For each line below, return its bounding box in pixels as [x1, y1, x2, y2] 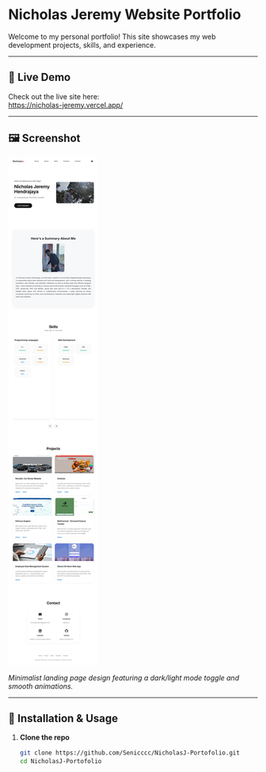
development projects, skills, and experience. [8, 40, 157, 49]
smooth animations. [8, 681, 74, 691]
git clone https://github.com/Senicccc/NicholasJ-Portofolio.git [19, 749, 240, 757]
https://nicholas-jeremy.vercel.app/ [8, 100, 123, 109]
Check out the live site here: [8, 91, 100, 101]
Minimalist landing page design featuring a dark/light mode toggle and [8, 673, 240, 682]
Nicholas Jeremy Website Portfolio [8, 6, 241, 24]
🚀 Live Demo [8, 71, 71, 84]
